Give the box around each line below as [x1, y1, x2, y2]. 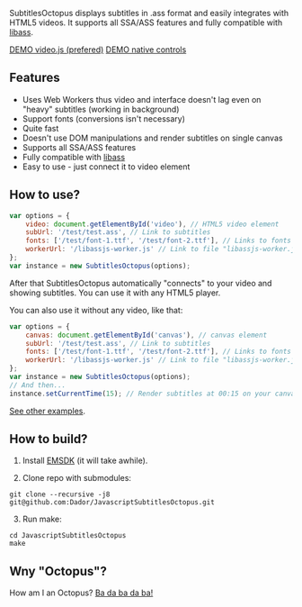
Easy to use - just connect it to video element [22, 161, 191, 172]
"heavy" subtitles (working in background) [22, 104, 180, 114]
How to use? [9, 187, 81, 203]
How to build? [9, 431, 88, 447]
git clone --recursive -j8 [9, 490, 111, 499]
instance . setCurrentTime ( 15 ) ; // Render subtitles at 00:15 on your [9, 389, 271, 398]
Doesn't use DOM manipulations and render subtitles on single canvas [22, 132, 283, 143]
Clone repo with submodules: [22, 473, 132, 484]
